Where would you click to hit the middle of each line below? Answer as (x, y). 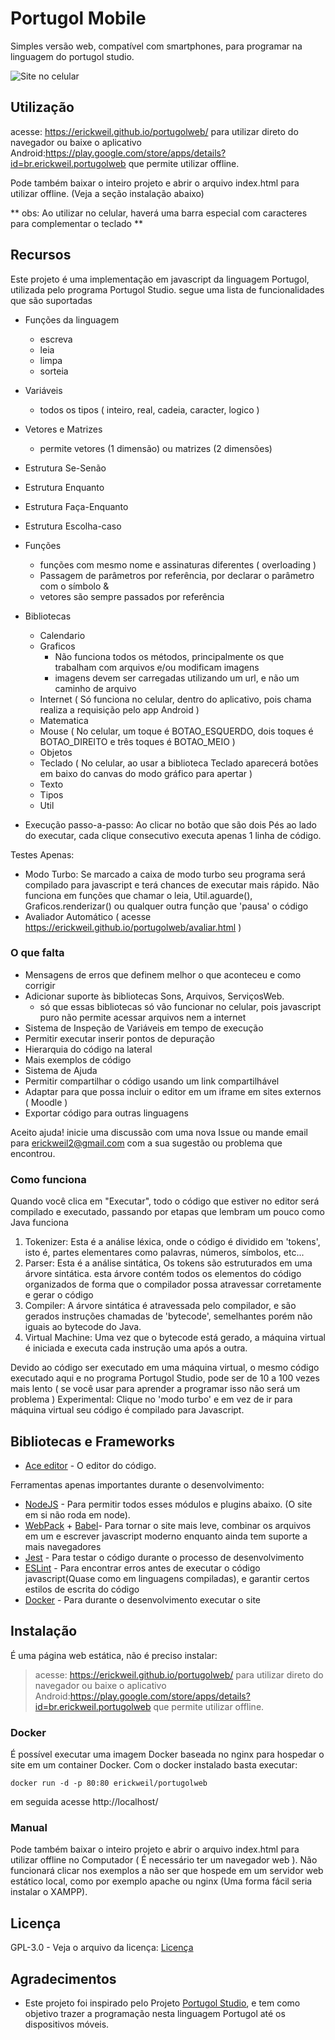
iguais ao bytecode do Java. (83, 1327)
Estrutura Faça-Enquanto (76, 506)
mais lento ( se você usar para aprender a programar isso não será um (155, 1389)
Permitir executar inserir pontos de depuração (119, 1038)
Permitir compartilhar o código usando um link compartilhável (152, 1081)
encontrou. (33, 1153)
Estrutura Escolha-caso (73, 526)
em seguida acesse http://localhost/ (84, 1802)
